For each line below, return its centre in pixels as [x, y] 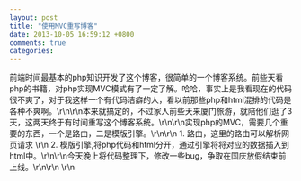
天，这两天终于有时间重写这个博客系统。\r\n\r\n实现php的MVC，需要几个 [145, 123]
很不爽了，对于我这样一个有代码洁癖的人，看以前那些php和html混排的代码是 [150, 100]
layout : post [34, 17]
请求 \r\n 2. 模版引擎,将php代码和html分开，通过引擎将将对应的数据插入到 [153, 145]
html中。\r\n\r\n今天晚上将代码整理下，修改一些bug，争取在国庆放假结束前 [148, 156]
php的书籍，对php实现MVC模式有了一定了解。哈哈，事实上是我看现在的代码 [150, 89]
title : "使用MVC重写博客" [54, 26]
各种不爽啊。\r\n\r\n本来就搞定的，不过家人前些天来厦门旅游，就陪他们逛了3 [151, 111]
